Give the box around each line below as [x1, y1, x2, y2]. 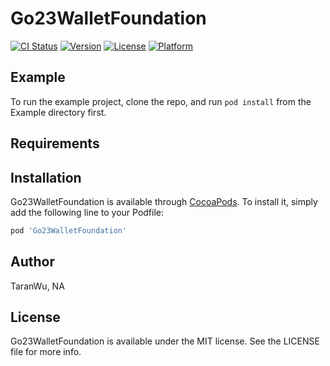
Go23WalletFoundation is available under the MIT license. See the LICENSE [10, 335, 320, 347]
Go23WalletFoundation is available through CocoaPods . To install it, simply [10, 195, 318, 207]
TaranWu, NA [10, 280, 65, 292]
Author [10, 253, 55, 271]
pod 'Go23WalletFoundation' [10, 225, 128, 236]
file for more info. [10, 346, 82, 358]
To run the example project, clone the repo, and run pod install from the [10, 95, 312, 107]
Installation [10, 169, 82, 186]
